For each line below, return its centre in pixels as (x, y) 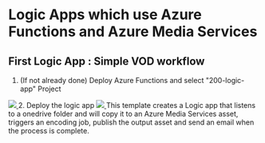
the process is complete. (49, 131)
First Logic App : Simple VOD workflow (107, 61)
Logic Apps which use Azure (105, 15)
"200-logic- (225, 80)
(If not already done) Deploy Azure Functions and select (112, 80)
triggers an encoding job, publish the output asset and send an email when (131, 122)
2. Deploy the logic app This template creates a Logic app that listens (137, 105)
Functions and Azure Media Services (133, 32)
